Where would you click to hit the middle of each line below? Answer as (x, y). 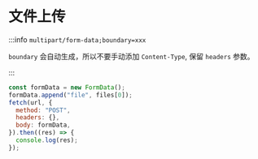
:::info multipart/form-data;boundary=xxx (77, 39)
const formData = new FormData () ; (67, 87)
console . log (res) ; (47, 140)
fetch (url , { (31, 102)
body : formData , (43, 125)
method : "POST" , (43, 110)
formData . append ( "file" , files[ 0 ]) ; (70, 95)
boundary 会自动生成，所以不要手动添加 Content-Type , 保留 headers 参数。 (131, 56)
